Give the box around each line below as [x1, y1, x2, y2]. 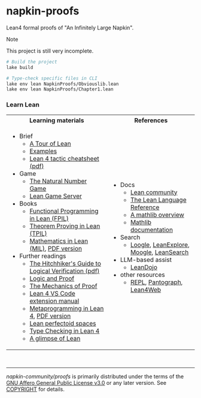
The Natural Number [29, 177, 87, 185]
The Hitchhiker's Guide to [29, 259, 102, 267]
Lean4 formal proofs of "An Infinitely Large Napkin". [6, 24, 134, 31]
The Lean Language [130, 195, 187, 204]
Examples [29, 147, 57, 155]
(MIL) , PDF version [29, 244, 83, 252]
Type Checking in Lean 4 [29, 327, 100, 335]
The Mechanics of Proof [29, 282, 98, 290]
